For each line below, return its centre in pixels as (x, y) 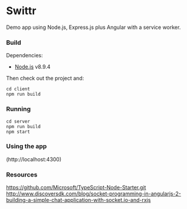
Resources (22, 174)
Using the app (27, 146)
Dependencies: (24, 55)
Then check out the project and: (45, 79)
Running (19, 109)
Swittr (21, 11)
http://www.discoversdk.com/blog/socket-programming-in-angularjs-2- (93, 194)
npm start (18, 132)
